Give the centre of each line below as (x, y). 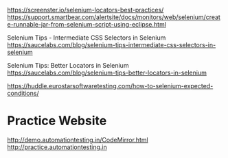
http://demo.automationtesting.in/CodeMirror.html (78, 140)
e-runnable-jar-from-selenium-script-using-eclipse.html (87, 24)
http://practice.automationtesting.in (57, 147)
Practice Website (57, 121)
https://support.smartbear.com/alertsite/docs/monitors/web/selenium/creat (114, 17)
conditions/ (23, 93)
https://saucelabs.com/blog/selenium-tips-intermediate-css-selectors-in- (112, 45)
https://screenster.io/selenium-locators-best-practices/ (85, 10)
